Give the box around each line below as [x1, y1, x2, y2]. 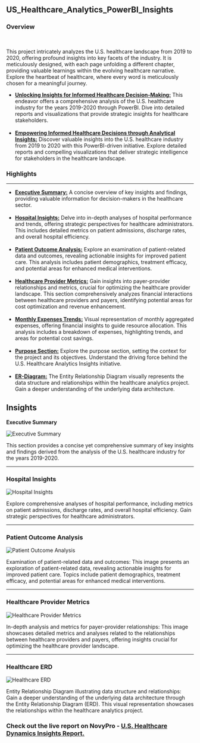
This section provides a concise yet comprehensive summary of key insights [6, 441, 194, 449]
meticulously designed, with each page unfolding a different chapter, [6, 60, 175, 67]
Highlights [6, 170, 37, 178]
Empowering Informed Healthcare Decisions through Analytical [14, 129, 176, 136]
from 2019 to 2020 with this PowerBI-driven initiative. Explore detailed [14, 142, 187, 149]
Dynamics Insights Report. [6, 729, 85, 737]
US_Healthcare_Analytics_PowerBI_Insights [6, 5, 174, 15]
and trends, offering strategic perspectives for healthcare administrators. [14, 220, 194, 228]
